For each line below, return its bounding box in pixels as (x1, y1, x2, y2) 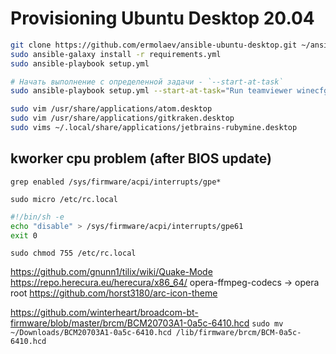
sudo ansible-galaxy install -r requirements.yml (10, 49, 222, 59)
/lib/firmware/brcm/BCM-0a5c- (175, 328, 302, 338)
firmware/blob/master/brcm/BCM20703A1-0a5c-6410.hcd (10, 317, 250, 329)
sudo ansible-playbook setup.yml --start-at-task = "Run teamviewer (10, 86, 293, 96)
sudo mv (251, 319, 284, 329)
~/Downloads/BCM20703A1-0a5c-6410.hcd (10, 328, 172, 338)
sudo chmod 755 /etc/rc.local (10, 248, 137, 259)
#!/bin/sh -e (10, 212, 65, 222)
